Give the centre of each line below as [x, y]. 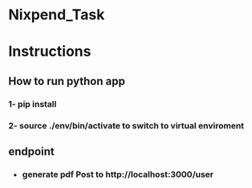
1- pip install [33, 104]
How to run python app [67, 81]
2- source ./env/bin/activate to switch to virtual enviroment [126, 125]
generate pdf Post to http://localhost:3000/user [118, 174]
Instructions [50, 52]
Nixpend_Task [57, 15]
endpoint [31, 151]
